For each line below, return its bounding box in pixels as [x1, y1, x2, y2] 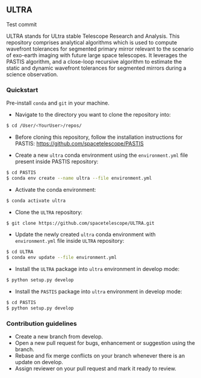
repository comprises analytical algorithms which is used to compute [6, 38, 178, 46]
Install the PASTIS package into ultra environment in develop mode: [14, 288, 182, 295]
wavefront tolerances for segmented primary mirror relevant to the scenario [6, 45, 194, 52]
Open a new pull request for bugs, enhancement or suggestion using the [14, 340, 196, 347]
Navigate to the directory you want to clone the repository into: [14, 111, 172, 118]
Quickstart [6, 85, 39, 94]
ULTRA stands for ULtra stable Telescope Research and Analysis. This [6, 32, 180, 40]
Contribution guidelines [6, 319, 77, 328]
